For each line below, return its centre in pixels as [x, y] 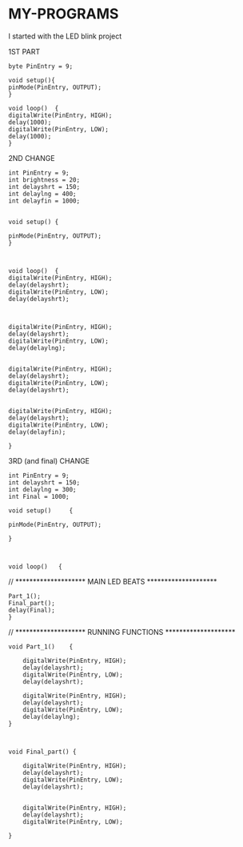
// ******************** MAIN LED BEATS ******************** [113, 581]
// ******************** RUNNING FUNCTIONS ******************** [122, 632]
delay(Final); [32, 610]
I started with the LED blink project [65, 36]
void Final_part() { [43, 752]
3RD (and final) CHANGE [49, 460]
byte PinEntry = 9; [41, 66]
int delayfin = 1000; [44, 201]
